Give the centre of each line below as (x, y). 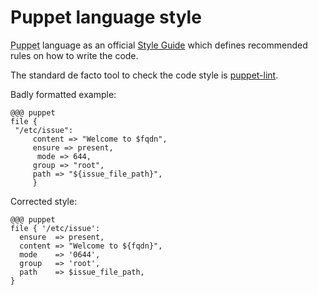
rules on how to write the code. (74, 55)
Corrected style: (44, 201)
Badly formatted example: (63, 94)
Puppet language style (106, 17)
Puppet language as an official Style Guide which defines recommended (159, 45)
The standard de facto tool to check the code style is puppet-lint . (144, 75)
